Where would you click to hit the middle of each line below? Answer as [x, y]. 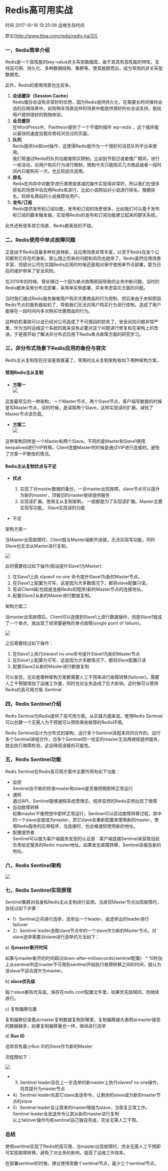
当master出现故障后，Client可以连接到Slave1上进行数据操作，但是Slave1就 [81, 617]
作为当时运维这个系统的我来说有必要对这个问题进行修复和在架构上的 [84, 328]
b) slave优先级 [20, 981]
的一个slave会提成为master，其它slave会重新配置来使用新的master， [83, 820]
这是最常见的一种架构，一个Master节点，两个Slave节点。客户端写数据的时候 [84, 402]
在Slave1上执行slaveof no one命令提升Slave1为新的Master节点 [76, 654]
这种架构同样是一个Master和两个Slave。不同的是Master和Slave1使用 [75, 441]
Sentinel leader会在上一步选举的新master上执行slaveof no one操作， [90, 1083]
